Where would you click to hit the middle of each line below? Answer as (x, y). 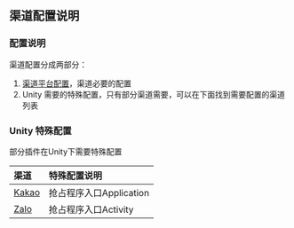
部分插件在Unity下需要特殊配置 (66, 151)
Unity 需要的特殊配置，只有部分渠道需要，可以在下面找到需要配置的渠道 (154, 94)
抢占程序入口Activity (91, 209)
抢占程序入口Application (99, 193)
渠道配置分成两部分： (48, 64)
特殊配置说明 (75, 176)
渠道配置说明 (44, 16)
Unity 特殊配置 (41, 130)
